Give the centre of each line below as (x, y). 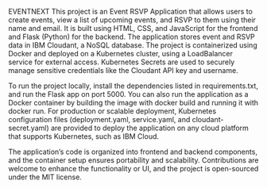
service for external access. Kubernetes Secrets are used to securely (122, 62)
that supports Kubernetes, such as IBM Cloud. (84, 136)
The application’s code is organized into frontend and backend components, (133, 152)
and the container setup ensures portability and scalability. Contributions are (133, 160)
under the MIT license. (45, 177)
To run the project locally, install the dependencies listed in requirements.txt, (133, 86)
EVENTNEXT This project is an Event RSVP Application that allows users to (130, 12)
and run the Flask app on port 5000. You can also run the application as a (128, 94)
